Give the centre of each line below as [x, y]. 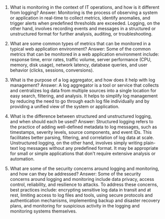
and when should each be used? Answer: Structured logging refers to [81, 122]
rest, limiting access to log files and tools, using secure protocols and [81, 195]
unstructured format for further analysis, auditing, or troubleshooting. [81, 34]
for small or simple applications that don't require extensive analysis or [83, 153]
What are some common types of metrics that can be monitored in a [80, 44]
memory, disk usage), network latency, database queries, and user [78, 65]
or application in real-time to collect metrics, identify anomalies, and [80, 18]
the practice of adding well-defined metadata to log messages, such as [83, 127]
